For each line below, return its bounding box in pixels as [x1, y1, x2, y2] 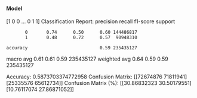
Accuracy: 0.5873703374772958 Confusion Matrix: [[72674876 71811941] [6, 73, 187, 80]
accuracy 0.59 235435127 [6, 45, 137, 51]
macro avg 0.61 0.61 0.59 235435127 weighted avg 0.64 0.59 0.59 [6, 55, 168, 62]
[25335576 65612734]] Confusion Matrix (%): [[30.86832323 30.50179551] [6, 80, 192, 87]
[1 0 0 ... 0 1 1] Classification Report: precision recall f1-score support [6, 18, 176, 25]
